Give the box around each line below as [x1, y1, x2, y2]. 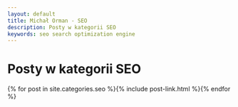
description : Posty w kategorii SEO [7, 24, 116, 31]
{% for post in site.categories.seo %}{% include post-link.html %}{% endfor [7, 85, 231, 93]
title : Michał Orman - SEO [7, 17, 88, 24]
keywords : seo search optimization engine [7, 30, 135, 38]
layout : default [7, 10, 56, 18]
